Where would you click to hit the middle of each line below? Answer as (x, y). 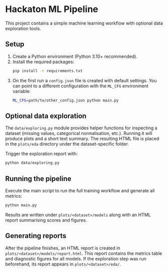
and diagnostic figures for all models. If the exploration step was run (76, 258)
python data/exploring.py (32, 163)
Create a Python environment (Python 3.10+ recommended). (75, 56)
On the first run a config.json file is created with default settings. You (85, 80)
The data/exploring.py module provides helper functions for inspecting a (81, 128)
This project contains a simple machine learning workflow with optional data (84, 23)
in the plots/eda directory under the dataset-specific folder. (67, 144)
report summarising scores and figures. (46, 220)
